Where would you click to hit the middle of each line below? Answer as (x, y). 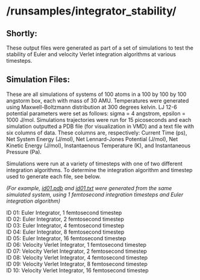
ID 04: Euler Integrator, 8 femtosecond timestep (65, 232)
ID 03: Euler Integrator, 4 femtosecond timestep (65, 225)
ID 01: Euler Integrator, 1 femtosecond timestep (64, 212)
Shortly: (22, 33)
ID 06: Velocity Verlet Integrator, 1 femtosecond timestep (76, 244)
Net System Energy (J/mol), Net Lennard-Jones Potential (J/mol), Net (92, 139)
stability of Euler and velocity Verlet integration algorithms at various (91, 54)
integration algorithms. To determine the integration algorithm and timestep (99, 170)
